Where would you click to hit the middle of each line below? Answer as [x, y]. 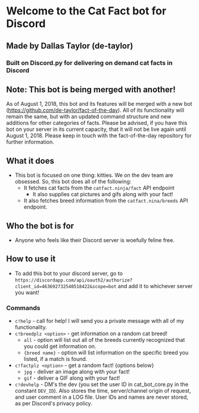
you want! [27, 292]
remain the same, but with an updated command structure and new [89, 117]
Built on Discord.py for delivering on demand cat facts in [89, 63]
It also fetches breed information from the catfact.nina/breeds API [106, 201]
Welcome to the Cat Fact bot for [86, 11]
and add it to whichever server [155, 286]
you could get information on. [60, 346]
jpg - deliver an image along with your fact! [77, 372]
